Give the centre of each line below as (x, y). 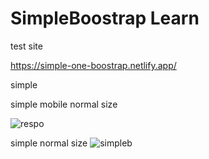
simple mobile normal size (64, 104)
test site (26, 46)
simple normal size (49, 143)
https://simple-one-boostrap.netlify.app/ (93, 65)
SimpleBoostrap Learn (105, 18)
